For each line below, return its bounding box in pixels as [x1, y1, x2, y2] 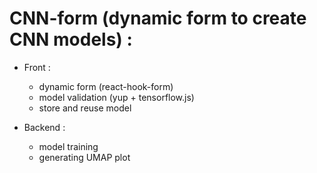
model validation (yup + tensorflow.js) [38, 91, 195, 103]
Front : [23, 61, 51, 73]
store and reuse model [38, 102, 132, 114]
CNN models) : [9, 28, 133, 51]
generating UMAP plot [38, 151, 131, 163]
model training [38, 140, 99, 152]
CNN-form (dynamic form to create [9, 7, 307, 30]
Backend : [23, 121, 66, 133]
